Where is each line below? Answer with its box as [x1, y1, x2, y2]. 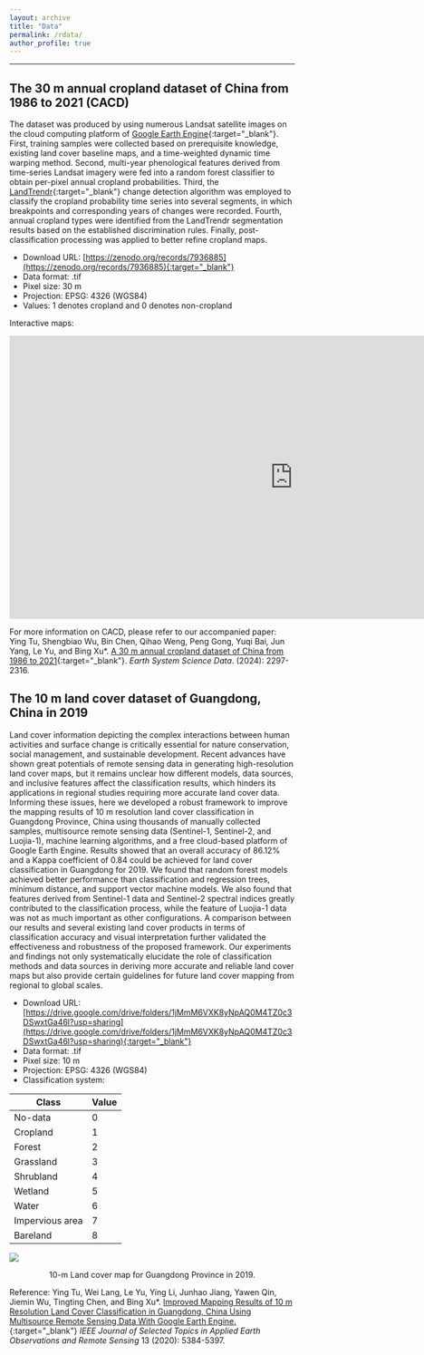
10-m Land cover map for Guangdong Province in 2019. [49, 1269, 255, 1280]
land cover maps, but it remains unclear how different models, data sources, [9, 768, 294, 779]
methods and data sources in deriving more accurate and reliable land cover [9, 960, 294, 971]
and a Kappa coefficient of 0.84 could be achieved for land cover [9, 854, 253, 866]
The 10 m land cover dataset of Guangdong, [9, 691, 261, 707]
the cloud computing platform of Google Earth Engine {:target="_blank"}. [9, 129, 279, 140]
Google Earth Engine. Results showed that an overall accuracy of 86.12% [9, 845, 281, 856]
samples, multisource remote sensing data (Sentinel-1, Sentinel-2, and [9, 826, 272, 837]
